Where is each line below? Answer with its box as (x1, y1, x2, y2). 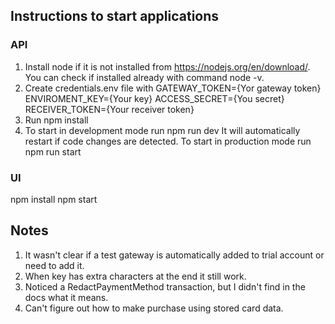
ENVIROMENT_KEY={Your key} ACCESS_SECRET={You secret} (24, 92, 285, 104)
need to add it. (24, 259, 85, 271)
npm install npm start (10, 193, 98, 205)
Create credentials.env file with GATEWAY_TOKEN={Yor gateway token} (24, 82, 322, 94)
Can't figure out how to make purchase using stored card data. (24, 302, 284, 314)
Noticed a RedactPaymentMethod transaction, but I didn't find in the (24, 280, 306, 293)
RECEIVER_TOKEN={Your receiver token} (24, 103, 195, 115)
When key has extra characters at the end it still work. (24, 270, 247, 282)
